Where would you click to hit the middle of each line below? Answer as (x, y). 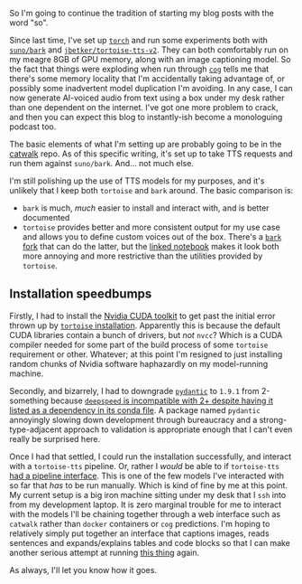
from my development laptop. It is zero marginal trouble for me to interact (146, 504)
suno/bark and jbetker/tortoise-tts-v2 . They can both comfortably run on (149, 50)
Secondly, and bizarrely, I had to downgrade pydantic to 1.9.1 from (134, 391)
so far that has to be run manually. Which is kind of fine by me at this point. (149, 485)
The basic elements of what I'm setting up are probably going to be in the (146, 144)
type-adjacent (36, 429)
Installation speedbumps (81, 294)
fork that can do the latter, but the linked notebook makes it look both (151, 246)
